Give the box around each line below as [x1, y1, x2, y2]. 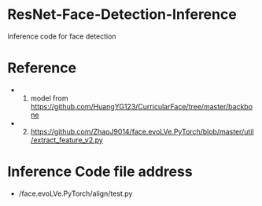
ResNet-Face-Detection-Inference [7, 6, 237, 24]
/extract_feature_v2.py [30, 135, 103, 145]
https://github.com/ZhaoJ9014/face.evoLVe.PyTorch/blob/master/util [30, 127, 254, 136]
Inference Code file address [7, 163, 194, 181]
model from [30, 93, 68, 103]
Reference [7, 59, 76, 77]
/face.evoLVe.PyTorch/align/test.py [18, 189, 133, 198]
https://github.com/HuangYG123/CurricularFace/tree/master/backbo [30, 101, 253, 111]
